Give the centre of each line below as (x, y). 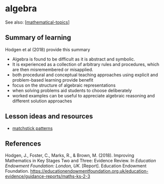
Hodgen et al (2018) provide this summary (48, 49)
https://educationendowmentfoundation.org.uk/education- (89, 171)
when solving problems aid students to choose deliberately (72, 90)
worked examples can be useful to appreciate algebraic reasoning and (83, 95)
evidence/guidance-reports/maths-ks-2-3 (48, 176)
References (23, 143)
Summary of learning (38, 38)
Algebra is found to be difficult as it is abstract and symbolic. (73, 59)
